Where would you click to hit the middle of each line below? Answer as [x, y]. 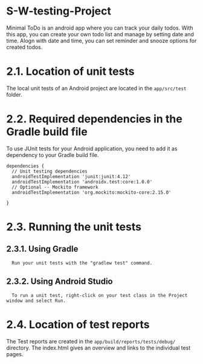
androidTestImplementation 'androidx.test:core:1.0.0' [82, 182]
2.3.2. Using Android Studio [60, 282]
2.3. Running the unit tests [74, 227]
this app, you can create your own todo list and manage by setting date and [100, 34]
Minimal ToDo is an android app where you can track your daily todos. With [100, 28]
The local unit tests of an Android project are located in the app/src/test [96, 88]
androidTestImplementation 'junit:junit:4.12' [71, 176]
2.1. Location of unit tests [70, 72]
